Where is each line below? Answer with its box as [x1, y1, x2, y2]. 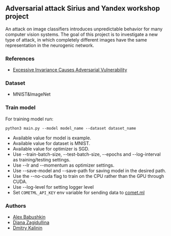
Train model [5, 104, 36, 111]
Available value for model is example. [12, 135, 91, 141]
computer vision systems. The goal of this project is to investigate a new [5, 31, 158, 38]
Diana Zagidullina [12, 220, 50, 225]
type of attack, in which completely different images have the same [5, 37, 147, 43]
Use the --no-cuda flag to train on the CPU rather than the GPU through [12, 173, 164, 179]
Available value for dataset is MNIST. [12, 140, 91, 146]
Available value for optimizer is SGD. [12, 146, 90, 152]
